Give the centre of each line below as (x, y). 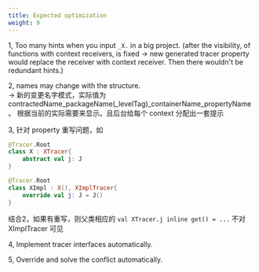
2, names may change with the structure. (75, 85)
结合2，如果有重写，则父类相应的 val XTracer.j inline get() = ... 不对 (127, 219)
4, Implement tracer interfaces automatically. (80, 244)
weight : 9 (24, 23)
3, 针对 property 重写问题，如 (56, 130)
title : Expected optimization (58, 15)
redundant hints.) (36, 70)
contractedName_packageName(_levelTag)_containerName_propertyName (130, 104)
